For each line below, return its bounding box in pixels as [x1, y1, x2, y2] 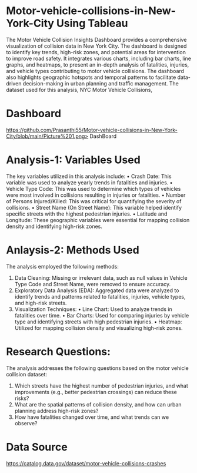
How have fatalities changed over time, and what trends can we [14, 414, 169, 421]
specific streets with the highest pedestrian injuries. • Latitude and [6, 210, 168, 217]
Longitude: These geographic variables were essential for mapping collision [6, 216, 190, 223]
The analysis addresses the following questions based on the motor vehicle [6, 364, 189, 372]
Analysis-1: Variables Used [6, 153, 141, 167]
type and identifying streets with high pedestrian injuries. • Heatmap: [14, 318, 182, 325]
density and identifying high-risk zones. [6, 223, 103, 230]
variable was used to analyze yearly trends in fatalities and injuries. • [6, 178, 173, 186]
